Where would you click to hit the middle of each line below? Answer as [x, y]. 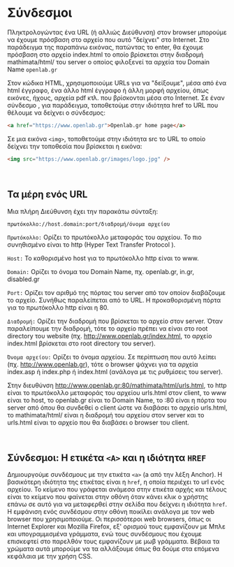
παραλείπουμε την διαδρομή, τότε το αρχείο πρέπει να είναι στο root [108, 328]
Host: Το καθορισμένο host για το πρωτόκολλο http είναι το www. [103, 258]
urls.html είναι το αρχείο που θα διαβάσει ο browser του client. [98, 422]
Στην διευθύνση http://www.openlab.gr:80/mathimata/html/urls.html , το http [117, 385]
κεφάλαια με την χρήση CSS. [50, 557]
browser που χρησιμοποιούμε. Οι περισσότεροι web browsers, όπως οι [109, 519]
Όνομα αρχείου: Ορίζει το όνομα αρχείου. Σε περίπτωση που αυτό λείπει [112, 357]
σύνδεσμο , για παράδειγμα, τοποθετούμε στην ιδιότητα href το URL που [113, 105]
